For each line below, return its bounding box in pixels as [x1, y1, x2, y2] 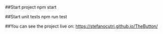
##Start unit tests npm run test [5, 14, 67, 19]
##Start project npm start [5, 4, 57, 10]
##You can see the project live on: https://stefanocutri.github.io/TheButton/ [5, 23, 158, 29]
